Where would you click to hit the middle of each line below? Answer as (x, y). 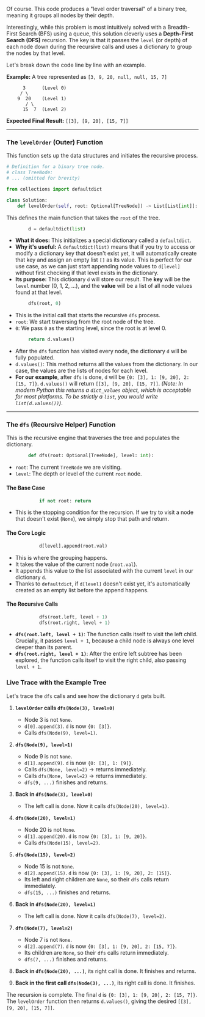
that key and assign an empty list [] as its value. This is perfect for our (103, 260)
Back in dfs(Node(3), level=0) (54, 794)
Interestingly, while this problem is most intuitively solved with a (86, 27)
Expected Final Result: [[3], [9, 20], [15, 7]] (67, 121)
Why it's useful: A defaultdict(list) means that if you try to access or (105, 247)
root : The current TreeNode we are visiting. (68, 468)
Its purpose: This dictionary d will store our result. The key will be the (103, 279)
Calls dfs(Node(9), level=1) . (61, 732)
